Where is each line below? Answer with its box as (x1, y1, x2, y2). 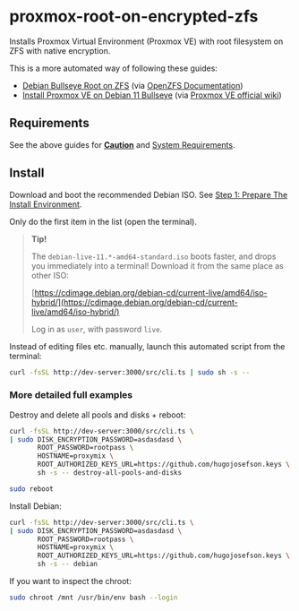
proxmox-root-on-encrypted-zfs (9, 6, 259, 27)
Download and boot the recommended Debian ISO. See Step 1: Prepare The (9, 189, 288, 200)
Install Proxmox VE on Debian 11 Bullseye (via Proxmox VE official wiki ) (21, 90, 282, 100)
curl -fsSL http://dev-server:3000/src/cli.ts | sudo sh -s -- (9, 367, 251, 377)
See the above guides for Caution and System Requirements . (9, 139, 235, 150)
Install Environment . (9, 199, 82, 210)
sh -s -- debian (37, 560, 98, 569)
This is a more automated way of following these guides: (9, 63, 218, 73)
